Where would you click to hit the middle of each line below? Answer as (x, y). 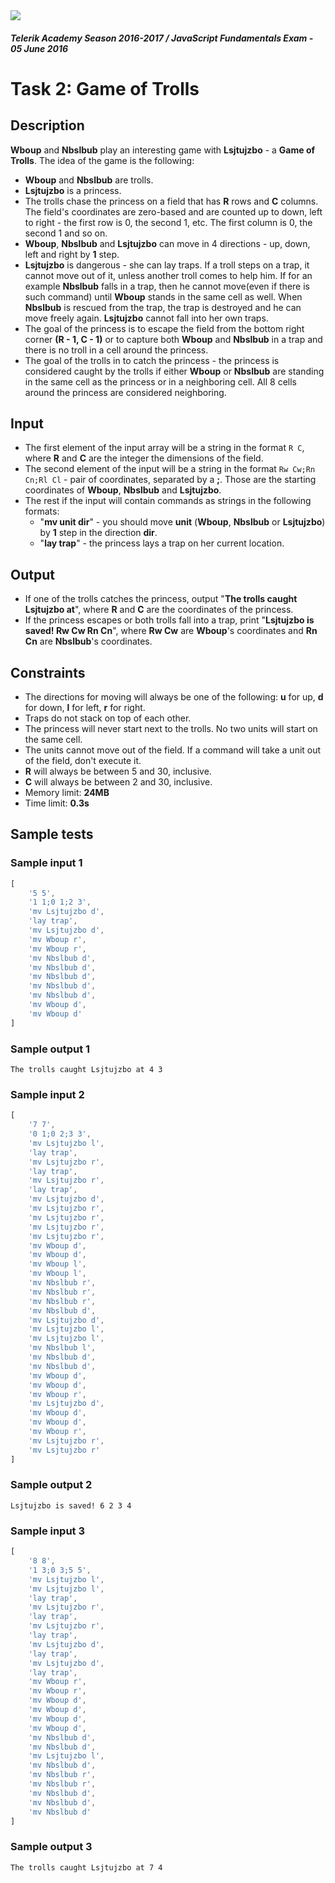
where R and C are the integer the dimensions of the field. (144, 458)
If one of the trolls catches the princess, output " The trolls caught (161, 599)
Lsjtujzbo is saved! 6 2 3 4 (71, 1505)
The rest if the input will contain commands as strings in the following (168, 501)
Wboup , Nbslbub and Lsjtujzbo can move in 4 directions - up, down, (167, 243)
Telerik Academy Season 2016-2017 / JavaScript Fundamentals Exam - (162, 38)
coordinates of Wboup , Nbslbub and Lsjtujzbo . (123, 490)
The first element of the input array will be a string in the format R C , (164, 448)
